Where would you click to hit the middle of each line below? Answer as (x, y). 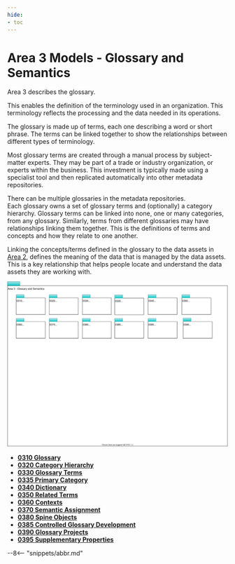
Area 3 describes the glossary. (51, 92)
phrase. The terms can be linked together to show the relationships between (117, 134)
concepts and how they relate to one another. (73, 236)
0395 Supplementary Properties (65, 539)
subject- (200, 155)
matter (17, 163)
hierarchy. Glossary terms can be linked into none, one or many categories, (115, 213)
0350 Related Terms (48, 495)
